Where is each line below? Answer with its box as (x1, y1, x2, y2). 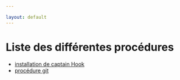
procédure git (14, 67, 49, 74)
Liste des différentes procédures (5, 40, 175, 54)
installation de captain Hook (14, 60, 85, 67)
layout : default (5, 14, 47, 20)
